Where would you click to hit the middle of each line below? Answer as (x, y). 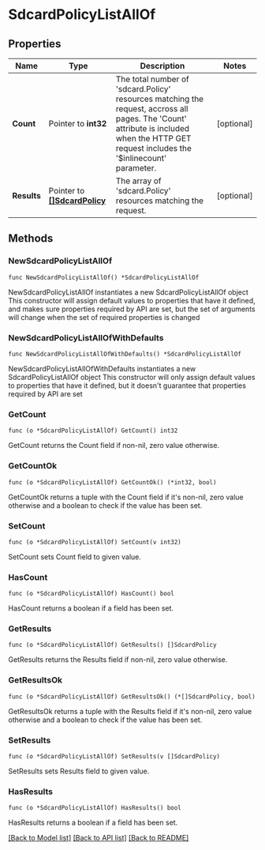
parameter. (136, 168)
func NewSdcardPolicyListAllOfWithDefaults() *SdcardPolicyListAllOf (125, 354)
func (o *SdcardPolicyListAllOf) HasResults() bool (95, 808)
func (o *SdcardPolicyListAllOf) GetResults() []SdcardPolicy (112, 645)
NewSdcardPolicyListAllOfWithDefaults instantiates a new (102, 368)
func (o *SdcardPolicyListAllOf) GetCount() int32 (93, 431)
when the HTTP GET (153, 138)
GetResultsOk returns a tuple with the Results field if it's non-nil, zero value (130, 711)
